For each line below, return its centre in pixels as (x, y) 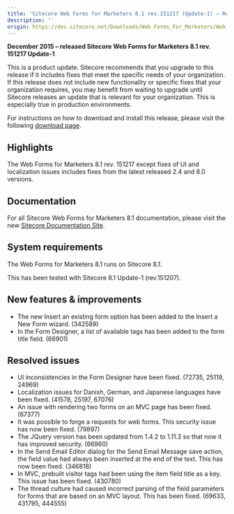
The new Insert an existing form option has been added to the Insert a (117, 316)
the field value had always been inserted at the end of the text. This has (120, 459)
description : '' (31, 20)
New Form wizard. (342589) (58, 324)
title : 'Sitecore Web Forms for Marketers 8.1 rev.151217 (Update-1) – (113, 14)
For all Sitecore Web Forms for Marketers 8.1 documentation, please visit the (117, 218)
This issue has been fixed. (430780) (69, 481)
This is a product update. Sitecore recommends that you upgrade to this (110, 68)
